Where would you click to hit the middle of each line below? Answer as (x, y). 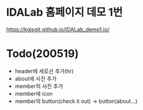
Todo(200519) (43, 54)
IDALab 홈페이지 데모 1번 (65, 12)
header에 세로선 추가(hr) (44, 71)
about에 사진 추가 (36, 78)
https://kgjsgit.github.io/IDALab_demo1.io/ (58, 29)
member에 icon (34, 93)
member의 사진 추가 (39, 86)
